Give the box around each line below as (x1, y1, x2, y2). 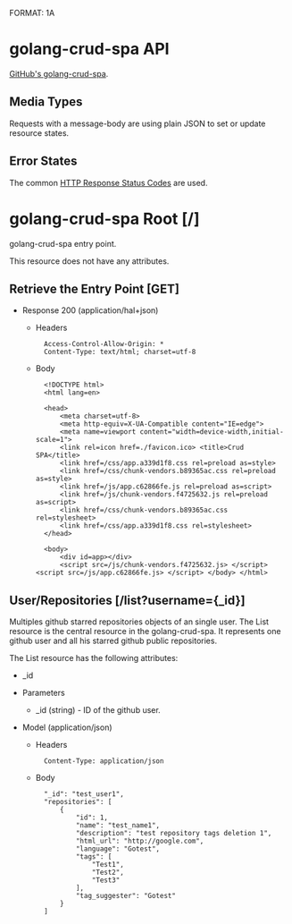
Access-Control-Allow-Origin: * (43, 340, 164, 349)
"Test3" (91, 876, 121, 885)
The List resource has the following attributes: (9, 653, 179, 664)
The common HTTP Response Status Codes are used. (9, 177, 208, 188)
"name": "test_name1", (75, 821, 161, 830)
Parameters (21, 688, 65, 699)
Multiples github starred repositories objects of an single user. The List (9, 616, 270, 627)
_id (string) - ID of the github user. (35, 705, 161, 716)
